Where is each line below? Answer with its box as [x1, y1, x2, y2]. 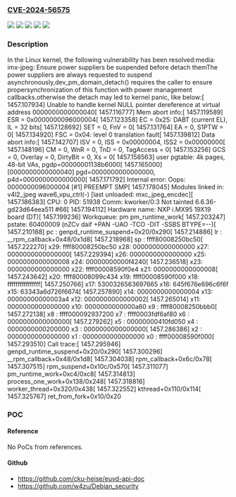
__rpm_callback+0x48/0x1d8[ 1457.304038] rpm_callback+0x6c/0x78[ [7, 354, 213, 363]
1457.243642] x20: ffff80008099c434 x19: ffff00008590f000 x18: [7, 272, 199, 281]
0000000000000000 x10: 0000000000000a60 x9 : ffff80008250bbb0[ [7, 302, 217, 310]
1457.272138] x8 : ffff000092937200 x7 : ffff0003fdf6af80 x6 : [7, 310, 190, 318]
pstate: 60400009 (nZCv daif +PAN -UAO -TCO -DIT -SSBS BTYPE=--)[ [7, 220, 216, 228]
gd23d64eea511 [7, 205, 54, 213]
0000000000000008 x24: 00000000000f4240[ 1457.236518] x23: [7, 257, 203, 265]
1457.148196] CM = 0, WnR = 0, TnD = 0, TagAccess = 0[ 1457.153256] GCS [7, 145, 226, 153]
